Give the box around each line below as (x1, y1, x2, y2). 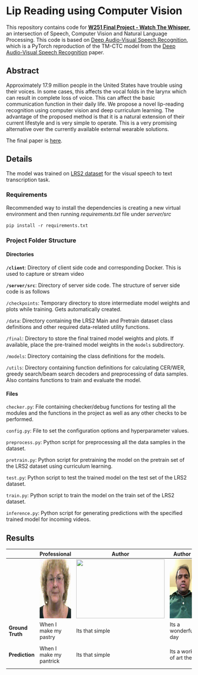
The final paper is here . (6, 137, 63, 144)
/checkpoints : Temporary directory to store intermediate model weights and (6, 299, 190, 306)
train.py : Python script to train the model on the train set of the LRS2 (6, 492, 175, 499)
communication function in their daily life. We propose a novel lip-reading (6, 100, 184, 107)
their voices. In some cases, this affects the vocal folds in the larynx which (6, 87, 187, 95)
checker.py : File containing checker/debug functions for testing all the (6, 403, 176, 410)
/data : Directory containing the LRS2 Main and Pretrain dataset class (6, 317, 173, 324)
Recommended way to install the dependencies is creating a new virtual (6, 204, 181, 211)
